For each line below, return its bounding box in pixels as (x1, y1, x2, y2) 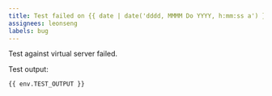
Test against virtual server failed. (8, 49, 118, 59)
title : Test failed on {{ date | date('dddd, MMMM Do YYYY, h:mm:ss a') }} (8, 11, 270, 20)
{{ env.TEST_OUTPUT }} (8, 80, 85, 89)
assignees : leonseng (8, 19, 79, 27)
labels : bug (8, 27, 49, 35)
